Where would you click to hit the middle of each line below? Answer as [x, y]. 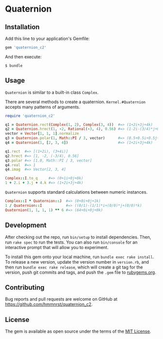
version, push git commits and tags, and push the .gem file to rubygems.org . [81, 272]
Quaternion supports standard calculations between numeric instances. [76, 192]
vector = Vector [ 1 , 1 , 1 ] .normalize [42, 134]
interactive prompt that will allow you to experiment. [57, 247]
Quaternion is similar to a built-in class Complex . [52, 92]
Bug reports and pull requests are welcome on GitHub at [61, 299]
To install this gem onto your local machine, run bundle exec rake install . [80, 257]
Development [26, 225]
